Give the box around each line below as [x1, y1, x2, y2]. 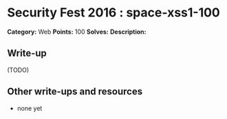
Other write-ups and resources [7, 86, 143, 98]
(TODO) [7, 65, 30, 74]
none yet [17, 104, 43, 112]
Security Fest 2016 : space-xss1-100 [7, 5, 220, 21]
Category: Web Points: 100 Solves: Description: [7, 28, 147, 36]
